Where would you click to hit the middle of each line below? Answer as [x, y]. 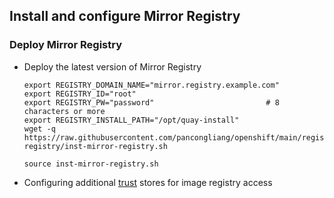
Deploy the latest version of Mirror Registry [112, 66]
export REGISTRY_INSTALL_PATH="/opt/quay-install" [131, 120]
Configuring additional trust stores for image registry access [148, 182]
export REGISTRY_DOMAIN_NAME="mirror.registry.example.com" [151, 85]
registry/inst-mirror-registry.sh [95, 146]
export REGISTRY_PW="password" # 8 [151, 102]
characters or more [64, 111]
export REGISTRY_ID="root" [80, 94]
